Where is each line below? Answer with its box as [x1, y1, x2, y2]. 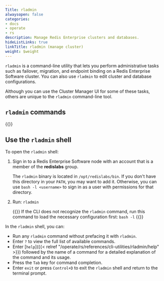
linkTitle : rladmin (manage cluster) [5, 44, 84, 49]
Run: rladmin [12, 199, 39, 205]
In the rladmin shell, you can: [5, 224, 65, 230]
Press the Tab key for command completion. [12, 260, 103, 266]
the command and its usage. [12, 255, 71, 261]
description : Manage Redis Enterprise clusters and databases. [5, 35, 140, 40]
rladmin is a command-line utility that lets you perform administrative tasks [5, 63, 159, 69]
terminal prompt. [12, 270, 47, 277]
